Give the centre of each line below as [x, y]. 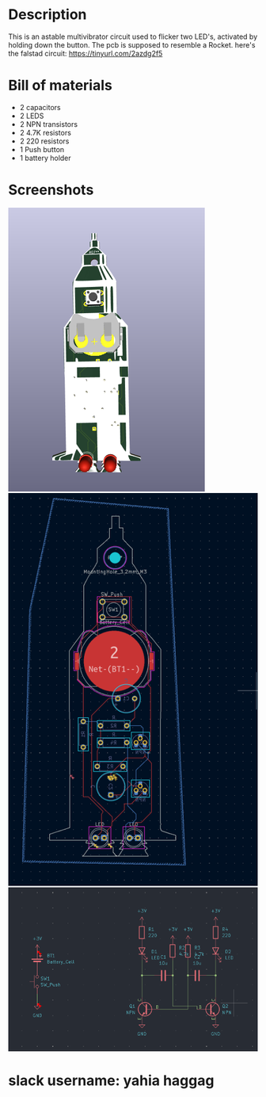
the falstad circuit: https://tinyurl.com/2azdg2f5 [85, 53]
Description [47, 15]
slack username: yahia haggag [111, 1081]
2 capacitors [40, 107]
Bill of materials [60, 86]
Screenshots [51, 190]
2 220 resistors [44, 141]
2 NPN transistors [48, 124]
